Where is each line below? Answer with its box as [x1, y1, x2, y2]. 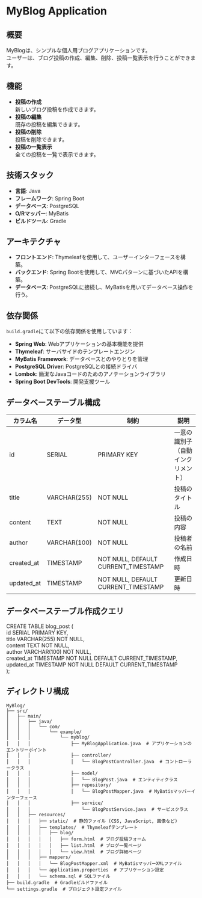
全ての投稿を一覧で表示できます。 [14, 150, 99, 158]
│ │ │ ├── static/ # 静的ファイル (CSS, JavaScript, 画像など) [6, 818, 178, 824]
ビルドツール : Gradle [14, 217, 67, 224]
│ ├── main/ [6, 713, 42, 719]
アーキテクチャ [6, 236, 61, 247]
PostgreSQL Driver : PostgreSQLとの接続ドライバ [14, 363, 137, 371]
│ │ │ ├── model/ [6, 770, 98, 777]
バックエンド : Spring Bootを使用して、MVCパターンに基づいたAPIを [14, 269, 183, 276]
